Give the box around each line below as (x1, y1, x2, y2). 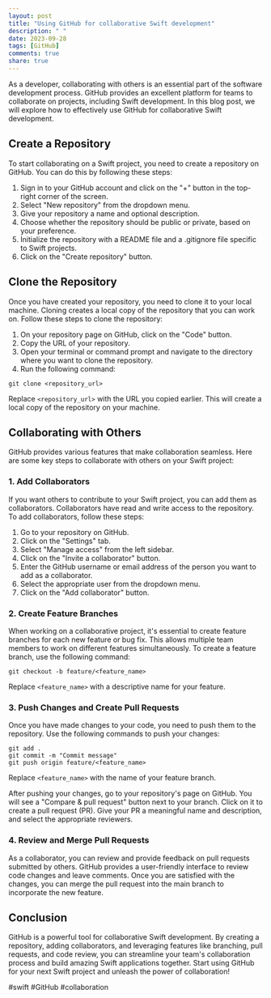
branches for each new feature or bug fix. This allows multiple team (8, 635, 234, 644)
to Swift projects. (19, 243, 78, 253)
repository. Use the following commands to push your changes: (8, 729, 220, 739)
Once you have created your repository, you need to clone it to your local (8, 296, 252, 306)
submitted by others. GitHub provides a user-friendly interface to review (8, 861, 249, 871)
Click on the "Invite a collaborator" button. (19, 553, 161, 563)
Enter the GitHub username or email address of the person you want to (19, 562, 256, 571)
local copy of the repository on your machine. (8, 402, 160, 412)
